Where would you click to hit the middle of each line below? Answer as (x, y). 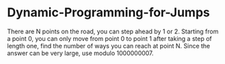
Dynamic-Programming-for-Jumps (108, 13)
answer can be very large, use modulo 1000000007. (80, 53)
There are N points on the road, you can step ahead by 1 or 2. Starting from (113, 31)
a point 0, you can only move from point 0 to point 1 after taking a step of (109, 38)
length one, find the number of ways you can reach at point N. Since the (109, 46)
